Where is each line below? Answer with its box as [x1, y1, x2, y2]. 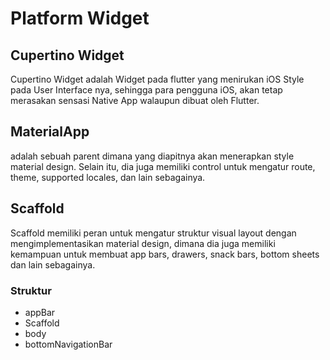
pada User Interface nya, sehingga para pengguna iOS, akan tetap [10, 84, 283, 96]
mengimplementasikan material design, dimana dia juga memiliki [10, 237, 276, 249]
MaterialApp [10, 123, 90, 141]
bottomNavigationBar [24, 338, 113, 350]
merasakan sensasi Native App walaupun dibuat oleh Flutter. [10, 95, 260, 106]
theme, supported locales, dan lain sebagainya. [10, 171, 206, 183]
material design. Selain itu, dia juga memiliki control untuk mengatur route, [10, 160, 316, 172]
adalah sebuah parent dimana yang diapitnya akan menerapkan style [10, 150, 295, 162]
